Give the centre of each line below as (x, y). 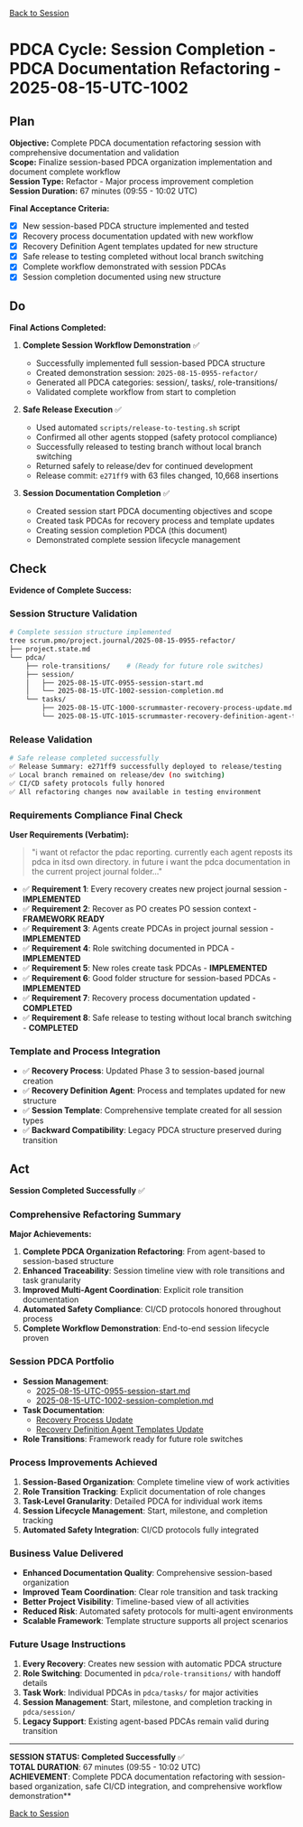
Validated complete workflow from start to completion (136, 392)
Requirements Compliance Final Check (96, 815)
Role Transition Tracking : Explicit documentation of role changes (144, 1491)
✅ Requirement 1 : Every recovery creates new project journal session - (155, 888)
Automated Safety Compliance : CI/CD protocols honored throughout (151, 1309)
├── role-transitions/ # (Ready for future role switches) (145, 666)
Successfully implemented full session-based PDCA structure (151, 363)
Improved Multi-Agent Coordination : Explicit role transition (133, 1290)
